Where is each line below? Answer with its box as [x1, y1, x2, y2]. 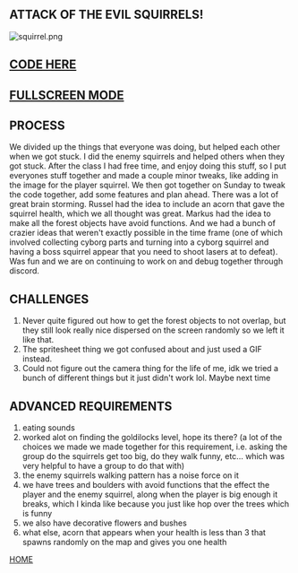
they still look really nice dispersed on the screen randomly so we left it [21, 325, 285, 335]
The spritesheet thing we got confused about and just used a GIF [21, 344, 262, 355]
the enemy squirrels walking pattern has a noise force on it [21, 470, 239, 481]
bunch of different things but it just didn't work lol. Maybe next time [21, 372, 271, 384]
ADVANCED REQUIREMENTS [9, 398, 173, 413]
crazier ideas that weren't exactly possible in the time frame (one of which [9, 228, 284, 239]
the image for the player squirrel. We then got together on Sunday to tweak [9, 179, 286, 191]
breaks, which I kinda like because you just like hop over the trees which [21, 499, 290, 509]
